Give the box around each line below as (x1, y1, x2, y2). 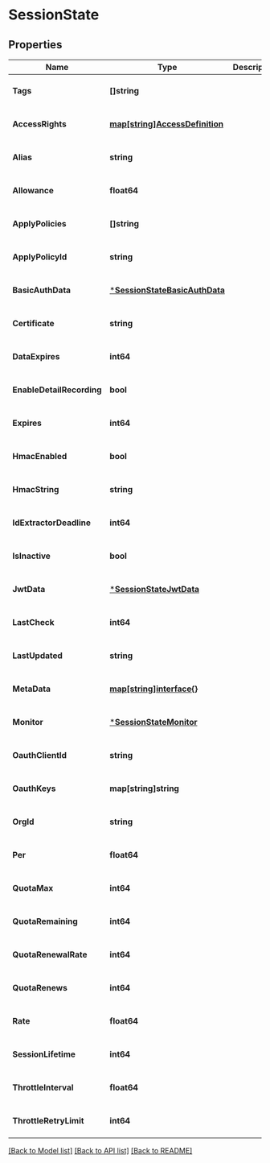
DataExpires (12, 351, 60, 362)
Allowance (12, 185, 54, 196)
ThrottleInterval (12, 1082, 74, 1093)
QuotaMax (12, 883, 54, 893)
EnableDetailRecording (12, 384, 102, 395)
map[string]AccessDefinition (109, 118, 223, 130)
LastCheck (12, 617, 55, 627)
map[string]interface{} (109, 683, 198, 694)
